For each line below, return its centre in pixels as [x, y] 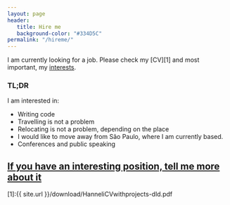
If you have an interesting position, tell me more [114, 166]
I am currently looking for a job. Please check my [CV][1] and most [103, 60]
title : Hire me [39, 27]
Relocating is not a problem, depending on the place [93, 129]
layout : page [26, 14]
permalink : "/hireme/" [40, 40]
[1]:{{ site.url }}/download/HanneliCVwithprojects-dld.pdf [90, 194]
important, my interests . [42, 67]
